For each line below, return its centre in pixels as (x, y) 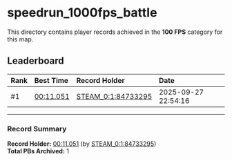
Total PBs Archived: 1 (38, 151)
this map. (20, 39)
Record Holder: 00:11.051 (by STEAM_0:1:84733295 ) (82, 144)
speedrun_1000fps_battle (82, 13)
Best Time (51, 80)
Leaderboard (36, 61)
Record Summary (37, 129)
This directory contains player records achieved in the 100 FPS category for (115, 32)
